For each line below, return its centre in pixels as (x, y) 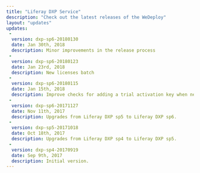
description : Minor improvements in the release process (84, 51)
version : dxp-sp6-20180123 (45, 61)
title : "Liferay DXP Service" (44, 12)
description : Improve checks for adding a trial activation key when (99, 95)
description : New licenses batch (53, 73)
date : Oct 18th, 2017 (38, 133)
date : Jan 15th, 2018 (38, 89)
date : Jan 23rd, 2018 (38, 67)
